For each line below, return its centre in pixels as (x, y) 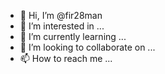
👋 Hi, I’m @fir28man (61, 15)
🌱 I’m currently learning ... (73, 36)
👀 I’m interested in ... (62, 26)
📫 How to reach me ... (66, 58)
